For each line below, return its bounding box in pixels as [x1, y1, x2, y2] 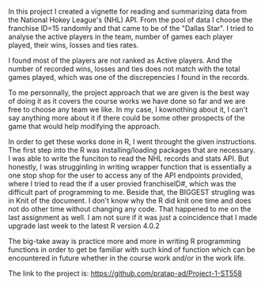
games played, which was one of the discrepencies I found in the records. [8, 73, 249, 82]
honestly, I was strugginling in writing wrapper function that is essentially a [8, 162, 252, 171]
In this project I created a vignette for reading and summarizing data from [8, 7, 248, 16]
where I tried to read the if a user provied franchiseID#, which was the [8, 179, 237, 189]
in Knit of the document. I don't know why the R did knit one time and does [8, 196, 252, 205]
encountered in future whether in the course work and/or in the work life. [8, 254, 246, 262]
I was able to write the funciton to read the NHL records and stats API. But [8, 154, 249, 163]
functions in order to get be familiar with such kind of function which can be [8, 245, 256, 254]
